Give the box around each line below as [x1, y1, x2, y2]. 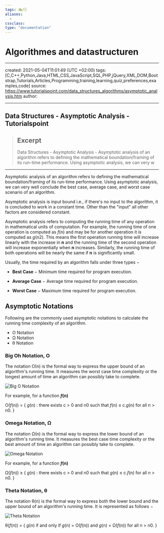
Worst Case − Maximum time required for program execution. [12, 288, 137, 294]
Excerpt [17, 136, 41, 144]
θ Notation [12, 340, 34, 346]
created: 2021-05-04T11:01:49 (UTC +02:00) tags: [5, 67, 106, 73]
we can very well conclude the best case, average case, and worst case [5, 184, 150, 190]
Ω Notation [12, 335, 34, 341]
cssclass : [5, 21, 25, 26]
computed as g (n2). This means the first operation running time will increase [5, 234, 159, 240]
